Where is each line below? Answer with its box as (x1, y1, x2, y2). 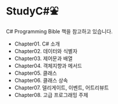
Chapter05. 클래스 (14, 70, 57, 77)
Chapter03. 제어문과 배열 (14, 55, 73, 62)
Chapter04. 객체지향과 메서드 (14, 62, 83, 69)
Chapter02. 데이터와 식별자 (14, 47, 78, 54)
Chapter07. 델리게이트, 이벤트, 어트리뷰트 (14, 84, 109, 91)
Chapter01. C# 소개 (14, 40, 60, 47)
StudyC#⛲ (6, 5, 59, 18)
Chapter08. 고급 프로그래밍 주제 (14, 91, 88, 98)
